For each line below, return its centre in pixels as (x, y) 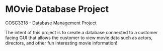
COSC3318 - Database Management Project (51, 23)
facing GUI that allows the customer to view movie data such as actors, (79, 38)
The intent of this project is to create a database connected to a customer (81, 32)
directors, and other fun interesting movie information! (61, 43)
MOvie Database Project (57, 9)
